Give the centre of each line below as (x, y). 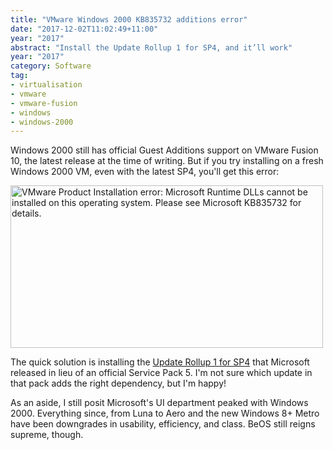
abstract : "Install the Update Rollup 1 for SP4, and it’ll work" (151, 47)
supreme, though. (47, 435)
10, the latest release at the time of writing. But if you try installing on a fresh (167, 161)
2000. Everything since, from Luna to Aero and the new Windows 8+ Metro (165, 413)
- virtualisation (46, 85)
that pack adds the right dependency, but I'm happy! (118, 383)
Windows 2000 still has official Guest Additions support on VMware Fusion (164, 150)
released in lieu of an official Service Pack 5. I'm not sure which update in (161, 373)
